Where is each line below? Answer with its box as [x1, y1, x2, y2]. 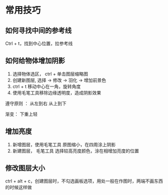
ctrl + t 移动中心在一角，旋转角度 [12, 83, 81, 89]
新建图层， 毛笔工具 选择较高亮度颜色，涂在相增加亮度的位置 [12, 148, 139, 154]
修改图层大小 [5, 164, 45, 172]
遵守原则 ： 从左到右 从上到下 [5, 100, 67, 106]
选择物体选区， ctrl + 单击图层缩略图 [12, 71, 88, 77]
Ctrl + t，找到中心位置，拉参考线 [5, 41, 73, 46]
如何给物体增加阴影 [5, 56, 65, 65]
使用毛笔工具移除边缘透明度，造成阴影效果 [12, 89, 101, 95]
